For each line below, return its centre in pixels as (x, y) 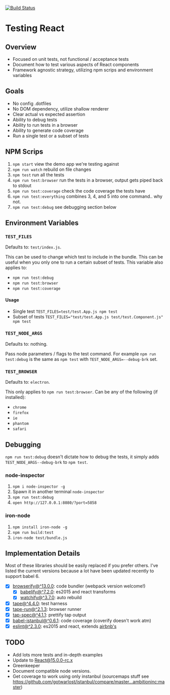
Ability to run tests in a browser (45, 125)
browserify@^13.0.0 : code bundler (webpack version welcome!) (79, 586)
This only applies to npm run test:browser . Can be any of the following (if (81, 392)
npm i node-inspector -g (39, 487)
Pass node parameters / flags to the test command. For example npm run (81, 354)
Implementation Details (43, 553)
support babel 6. (23, 576)
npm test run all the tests (38, 174)
